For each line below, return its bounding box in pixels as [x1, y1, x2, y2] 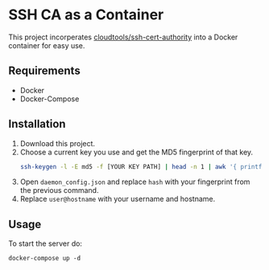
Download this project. [19, 138, 95, 148]
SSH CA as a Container [8, 6, 164, 24]
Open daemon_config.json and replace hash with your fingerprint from [19, 177, 250, 186]
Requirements [8, 64, 81, 78]
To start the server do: [8, 239, 83, 248]
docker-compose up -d [8, 255, 81, 263]
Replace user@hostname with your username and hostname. [19, 194, 216, 204]
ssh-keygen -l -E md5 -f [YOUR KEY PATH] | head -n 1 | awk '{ [19, 162, 238, 170]
